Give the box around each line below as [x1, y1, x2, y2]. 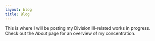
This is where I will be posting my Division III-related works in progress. [5, 25, 151, 31]
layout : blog [5, 7, 32, 12]
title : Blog [5, 12, 30, 17]
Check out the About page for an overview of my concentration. [5, 30, 136, 36]
